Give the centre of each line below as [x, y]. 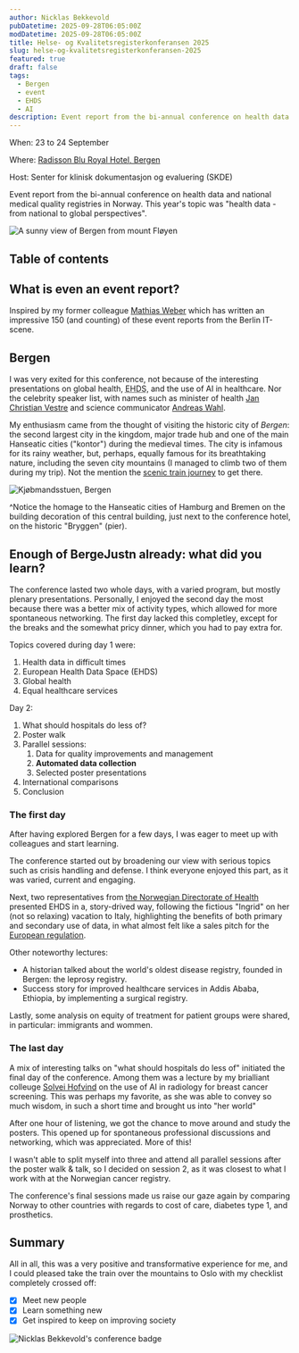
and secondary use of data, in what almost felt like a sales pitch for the [139, 926]
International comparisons [70, 781]
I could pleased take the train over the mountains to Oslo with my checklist [146, 1274]
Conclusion [43, 791]
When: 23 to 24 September [59, 143]
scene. [22, 330]
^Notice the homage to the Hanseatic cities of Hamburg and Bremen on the [147, 507]
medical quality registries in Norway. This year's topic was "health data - [143, 204]
